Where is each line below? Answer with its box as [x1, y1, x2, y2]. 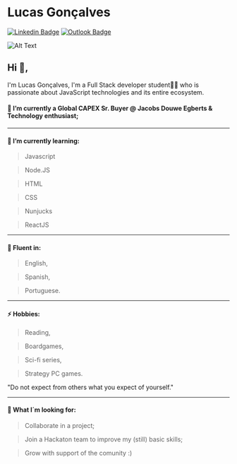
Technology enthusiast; [7, 112, 79, 120]
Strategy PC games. [24, 369, 83, 378]
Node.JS [24, 166, 51, 174]
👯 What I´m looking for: [7, 405, 76, 414]
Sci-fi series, [24, 355, 62, 364]
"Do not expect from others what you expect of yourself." [7, 383, 174, 391]
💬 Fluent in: [7, 243, 41, 251]
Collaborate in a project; [24, 421, 95, 429]
